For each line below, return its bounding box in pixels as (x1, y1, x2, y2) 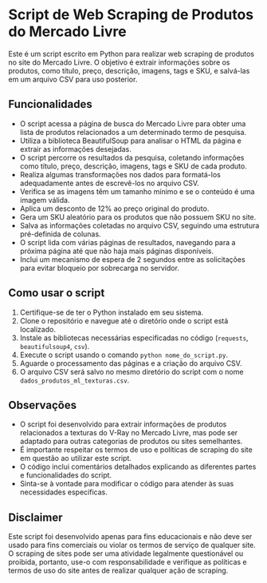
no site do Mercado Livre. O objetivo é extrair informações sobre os (8, 58, 230, 67)
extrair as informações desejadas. (19, 144, 132, 153)
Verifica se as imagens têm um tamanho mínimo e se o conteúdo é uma (19, 186, 255, 196)
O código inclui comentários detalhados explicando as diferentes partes (19, 462, 257, 472)
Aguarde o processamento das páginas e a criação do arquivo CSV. (19, 358, 242, 368)
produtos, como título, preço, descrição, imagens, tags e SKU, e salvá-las (8, 65, 250, 75)
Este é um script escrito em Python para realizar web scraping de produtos (8, 49, 255, 58)
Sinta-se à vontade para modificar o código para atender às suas (19, 479, 234, 489)
